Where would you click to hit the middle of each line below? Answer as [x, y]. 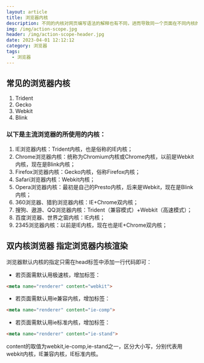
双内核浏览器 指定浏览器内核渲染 [67, 246]
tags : [13, 52]
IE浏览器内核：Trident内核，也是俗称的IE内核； [74, 149]
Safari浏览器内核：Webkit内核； [55, 179]
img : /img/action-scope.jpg [42, 29]
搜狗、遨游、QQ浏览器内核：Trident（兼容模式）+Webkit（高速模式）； [104, 210]
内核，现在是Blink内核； [45, 164]
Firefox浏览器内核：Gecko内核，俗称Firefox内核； [78, 171]
